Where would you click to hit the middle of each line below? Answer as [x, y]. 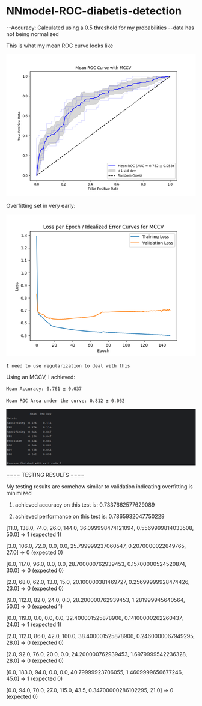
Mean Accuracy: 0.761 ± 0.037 [44, 389]
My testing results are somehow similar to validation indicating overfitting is [100, 487]
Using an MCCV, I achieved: [41, 377]
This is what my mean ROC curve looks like [60, 46]
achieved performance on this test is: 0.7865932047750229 [90, 516]
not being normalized [32, 34]
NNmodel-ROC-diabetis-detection [94, 11]
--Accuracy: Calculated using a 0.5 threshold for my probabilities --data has [100, 28]
